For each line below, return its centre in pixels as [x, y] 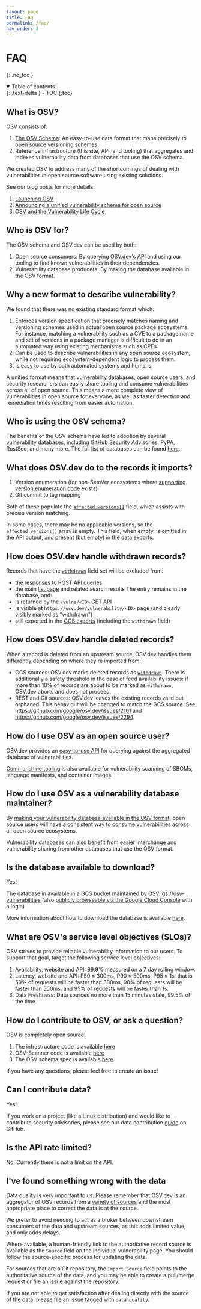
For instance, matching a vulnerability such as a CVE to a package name [104, 333]
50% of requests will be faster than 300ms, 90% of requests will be [99, 982]
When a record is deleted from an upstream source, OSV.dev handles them [99, 654]
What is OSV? [32, 112]
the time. [26, 1002]
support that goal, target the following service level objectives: [83, 958]
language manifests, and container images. [59, 775]
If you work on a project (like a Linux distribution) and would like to [88, 1116]
